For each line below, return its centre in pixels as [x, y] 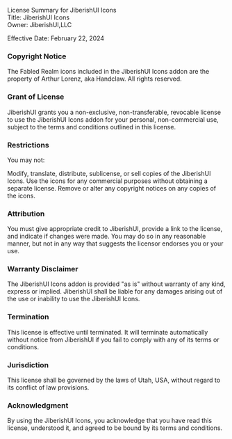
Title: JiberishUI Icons [39, 17]
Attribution [26, 214]
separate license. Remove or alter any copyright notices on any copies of [112, 188]
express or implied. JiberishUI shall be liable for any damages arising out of [115, 292]
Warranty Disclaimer [43, 269]
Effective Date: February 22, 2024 [56, 38]
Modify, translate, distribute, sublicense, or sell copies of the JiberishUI [109, 173]
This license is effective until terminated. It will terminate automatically [108, 332]
